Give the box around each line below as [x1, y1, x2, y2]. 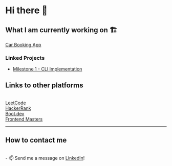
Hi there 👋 [5, 5, 48, 16]
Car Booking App [5, 42, 41, 48]
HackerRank [5, 105, 32, 111]
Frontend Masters [5, 116, 43, 122]
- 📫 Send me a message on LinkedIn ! [5, 155, 85, 161]
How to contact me [5, 135, 67, 145]
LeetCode [5, 100, 27, 106]
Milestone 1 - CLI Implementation [12, 66, 82, 72]
